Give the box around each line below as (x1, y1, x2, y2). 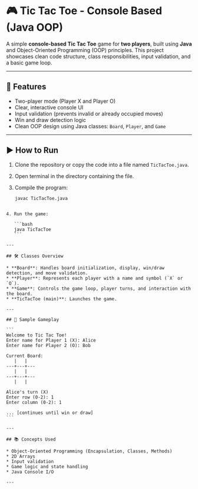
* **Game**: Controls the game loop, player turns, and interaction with (6, 286, 192, 292)
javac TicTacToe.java (14, 195, 68, 201)
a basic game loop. (6, 59, 52, 66)
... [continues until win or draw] (6, 410, 94, 416)
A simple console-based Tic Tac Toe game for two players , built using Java (6, 40, 193, 47)
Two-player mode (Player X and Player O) (14, 98, 116, 105)
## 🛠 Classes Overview (6, 253, 64, 260)
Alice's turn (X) (6, 389, 49, 396)
